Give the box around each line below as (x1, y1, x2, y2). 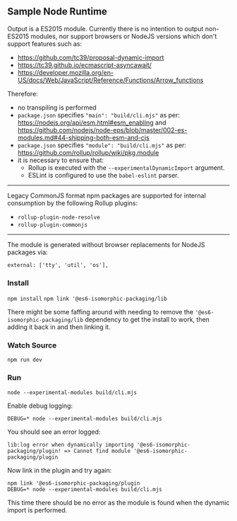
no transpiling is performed (17, 103, 97, 112)
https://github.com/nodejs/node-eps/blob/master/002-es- (17, 125, 188, 134)
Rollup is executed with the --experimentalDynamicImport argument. (28, 163, 225, 172)
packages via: (7, 248, 48, 256)
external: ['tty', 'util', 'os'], (7, 261, 109, 268)
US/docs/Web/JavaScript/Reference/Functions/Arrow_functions (17, 76, 204, 84)
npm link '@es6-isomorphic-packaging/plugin (7, 479, 140, 487)
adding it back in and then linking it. (7, 323, 111, 331)
